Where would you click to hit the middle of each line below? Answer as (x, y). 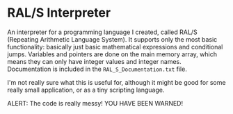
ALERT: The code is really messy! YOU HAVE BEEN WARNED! (95, 103)
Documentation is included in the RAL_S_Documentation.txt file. (97, 69)
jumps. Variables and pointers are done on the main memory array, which (112, 54)
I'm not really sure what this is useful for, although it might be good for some (116, 82)
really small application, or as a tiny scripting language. (86, 90)
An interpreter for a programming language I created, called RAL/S (102, 32)
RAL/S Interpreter (59, 13)
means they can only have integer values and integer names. (95, 61)
